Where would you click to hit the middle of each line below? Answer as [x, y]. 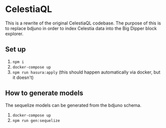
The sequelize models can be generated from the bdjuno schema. [73, 105]
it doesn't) [23, 77]
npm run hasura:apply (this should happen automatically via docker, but [86, 72]
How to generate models [44, 93]
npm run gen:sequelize [36, 120]
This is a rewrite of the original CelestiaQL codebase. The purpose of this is [83, 23]
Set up [16, 49]
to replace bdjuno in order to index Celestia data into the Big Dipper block [81, 28]
